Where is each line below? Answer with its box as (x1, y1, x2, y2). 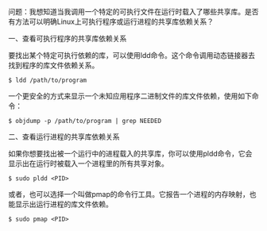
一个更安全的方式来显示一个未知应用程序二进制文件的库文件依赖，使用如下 (8, 91, 252, 101)
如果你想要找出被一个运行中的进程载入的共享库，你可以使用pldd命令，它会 (8, 149, 253, 158)
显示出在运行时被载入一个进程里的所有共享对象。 (8, 159, 168, 168)
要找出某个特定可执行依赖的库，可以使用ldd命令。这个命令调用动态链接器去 (8, 51, 256, 60)
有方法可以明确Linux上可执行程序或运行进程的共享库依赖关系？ (8, 17, 215, 26)
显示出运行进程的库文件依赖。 (14, 199, 113, 209)
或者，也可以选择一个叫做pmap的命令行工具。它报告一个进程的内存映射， (8, 190, 250, 198)
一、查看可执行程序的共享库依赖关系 (8, 34, 127, 43)
